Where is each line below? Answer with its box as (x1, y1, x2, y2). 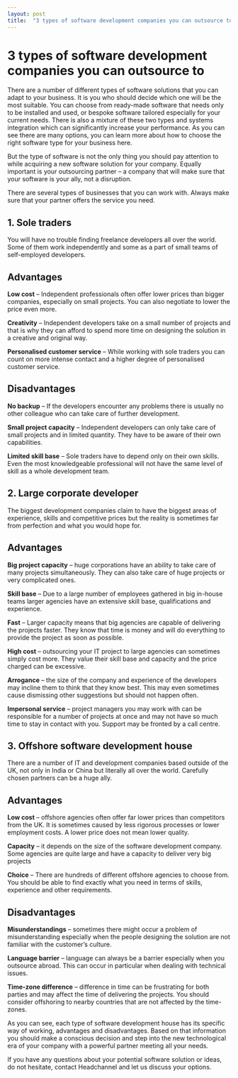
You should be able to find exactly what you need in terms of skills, (7, 878, 203, 887)
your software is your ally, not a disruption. (7, 175, 132, 183)
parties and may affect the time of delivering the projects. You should (7, 989, 210, 999)
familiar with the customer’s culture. (7, 940, 112, 948)
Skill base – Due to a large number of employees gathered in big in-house (7, 589, 223, 598)
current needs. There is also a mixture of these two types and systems (7, 116, 214, 125)
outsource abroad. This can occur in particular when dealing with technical (7, 961, 227, 970)
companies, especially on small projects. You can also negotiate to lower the (7, 297, 230, 306)
